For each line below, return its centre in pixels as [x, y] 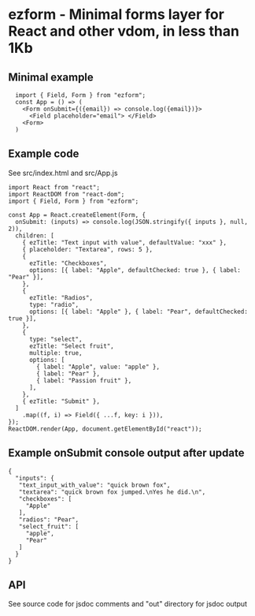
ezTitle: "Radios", [61, 297]
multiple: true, [55, 353]
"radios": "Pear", [49, 519]
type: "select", [55, 339]
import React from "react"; [54, 187]
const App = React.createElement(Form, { [77, 215]
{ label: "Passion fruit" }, [84, 380]
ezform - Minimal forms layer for [116, 15]
